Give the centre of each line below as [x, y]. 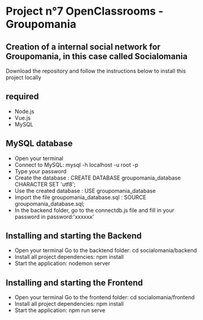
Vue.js [23, 118]
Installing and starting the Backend [74, 236]
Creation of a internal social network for [83, 47]
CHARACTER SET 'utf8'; [45, 184]
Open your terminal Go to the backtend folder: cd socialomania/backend [105, 250]
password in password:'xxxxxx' [54, 216]
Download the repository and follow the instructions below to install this [96, 71]
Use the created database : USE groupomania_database [85, 191]
